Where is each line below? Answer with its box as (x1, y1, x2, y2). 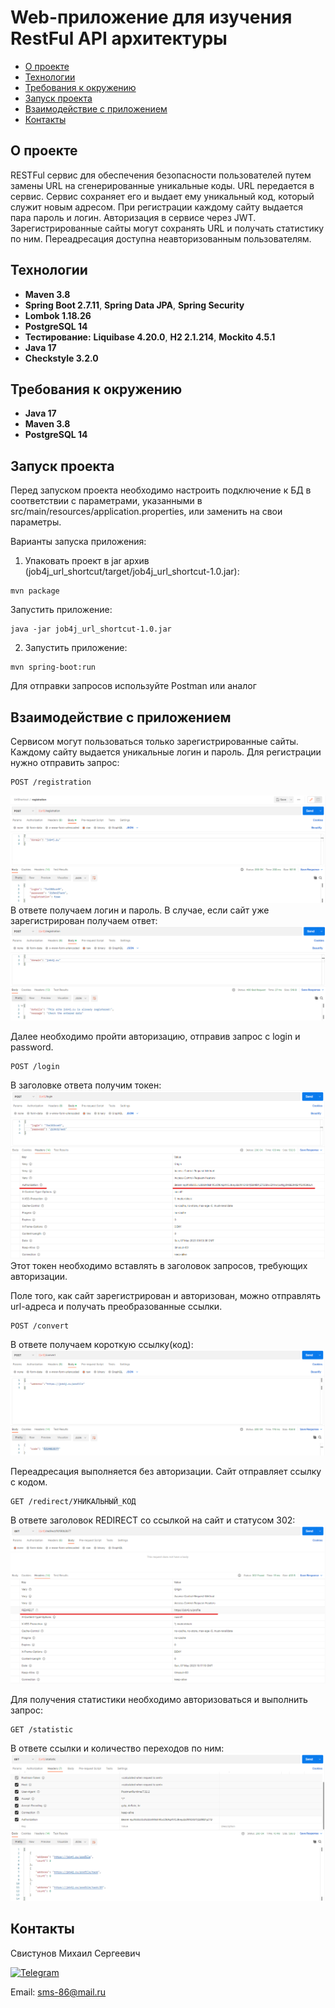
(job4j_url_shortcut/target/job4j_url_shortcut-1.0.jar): (24, 566, 240, 578)
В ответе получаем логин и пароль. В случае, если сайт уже (10, 904, 270, 916)
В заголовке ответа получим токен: (10, 1079, 162, 1091)
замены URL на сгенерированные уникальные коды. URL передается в (10, 179, 315, 191)
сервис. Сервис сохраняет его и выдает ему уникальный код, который (10, 190, 315, 202)
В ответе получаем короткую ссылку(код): (10, 1338, 194, 1350)
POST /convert (10, 1321, 70, 1331)
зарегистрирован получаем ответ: (10, 914, 158, 926)
